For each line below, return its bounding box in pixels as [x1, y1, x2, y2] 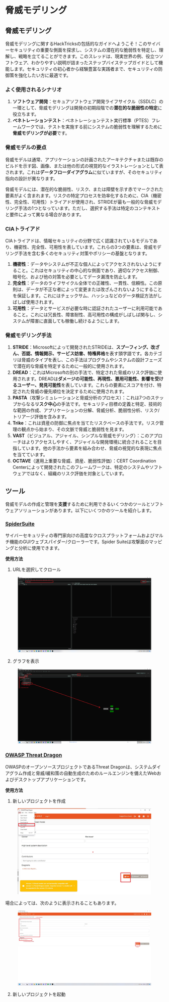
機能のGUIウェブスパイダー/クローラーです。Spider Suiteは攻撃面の [9, 539, 149, 545]
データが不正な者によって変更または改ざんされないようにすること [26, 286, 162, 292]
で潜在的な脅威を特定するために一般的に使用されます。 [12, 363, 127, 369]
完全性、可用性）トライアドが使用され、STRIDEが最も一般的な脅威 [14, 199, 153, 205]
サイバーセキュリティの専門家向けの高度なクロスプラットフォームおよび [5, 533, 155, 539]
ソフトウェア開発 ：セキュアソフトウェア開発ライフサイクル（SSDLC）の [12, 99, 163, 105]
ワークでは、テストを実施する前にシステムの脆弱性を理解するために [21, 124, 162, 130]
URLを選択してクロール [12, 566, 61, 572]
